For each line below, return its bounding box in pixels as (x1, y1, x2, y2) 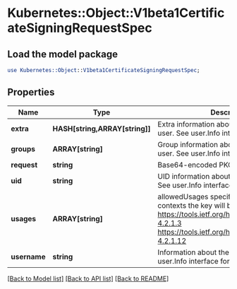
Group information (157, 139, 219, 149)
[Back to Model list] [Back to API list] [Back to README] (7, 274, 169, 283)
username (11, 252, 46, 261)
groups (11, 143, 36, 153)
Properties (7, 86, 55, 98)
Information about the (157, 247, 229, 257)
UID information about (157, 171, 231, 181)
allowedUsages (157, 191, 209, 201)
